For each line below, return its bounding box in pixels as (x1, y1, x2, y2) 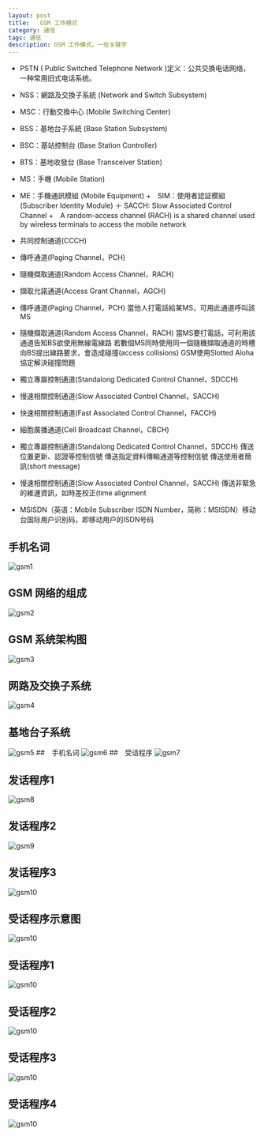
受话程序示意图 (8, 912, 81, 926)
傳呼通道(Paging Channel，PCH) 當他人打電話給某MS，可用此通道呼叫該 (19, 303, 256, 313)
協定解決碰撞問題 (19, 358, 76, 367)
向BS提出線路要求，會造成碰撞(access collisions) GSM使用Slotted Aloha (19, 348, 255, 358)
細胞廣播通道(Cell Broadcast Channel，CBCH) (19, 425, 169, 434)
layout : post (8, 11, 51, 20)
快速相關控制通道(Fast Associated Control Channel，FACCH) (19, 408, 217, 418)
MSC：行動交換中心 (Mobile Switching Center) (19, 107, 171, 117)
